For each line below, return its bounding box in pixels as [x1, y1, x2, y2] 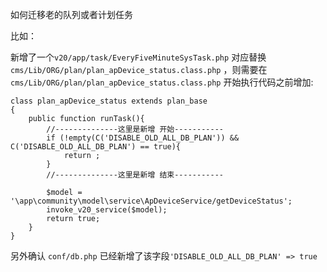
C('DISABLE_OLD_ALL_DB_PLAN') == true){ [10, 142, 182, 152]
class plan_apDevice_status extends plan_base [10, 96, 208, 106]
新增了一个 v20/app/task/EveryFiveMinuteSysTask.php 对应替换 [10, 51, 267, 63]
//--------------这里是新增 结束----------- [46, 170, 224, 180]
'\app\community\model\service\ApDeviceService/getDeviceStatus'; [10, 196, 293, 206]
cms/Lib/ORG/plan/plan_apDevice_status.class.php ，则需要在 [10, 64, 268, 75]
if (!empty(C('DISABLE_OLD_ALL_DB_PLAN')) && [46, 133, 240, 143]
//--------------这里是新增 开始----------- [46, 124, 224, 134]
